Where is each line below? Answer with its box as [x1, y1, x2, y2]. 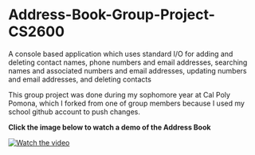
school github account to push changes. [8, 106, 141, 117]
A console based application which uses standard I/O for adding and [8, 49, 233, 58]
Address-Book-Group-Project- [8, 6, 215, 24]
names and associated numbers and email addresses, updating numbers [8, 66, 247, 75]
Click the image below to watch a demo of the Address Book [8, 122, 211, 132]
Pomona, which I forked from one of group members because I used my [8, 98, 245, 108]
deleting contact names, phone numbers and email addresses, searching [8, 58, 248, 67]
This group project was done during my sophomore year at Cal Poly [8, 89, 231, 99]
